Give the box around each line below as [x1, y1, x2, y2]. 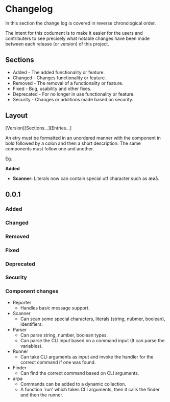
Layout [5, 111, 28, 120]
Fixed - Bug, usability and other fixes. [12, 85, 92, 92]
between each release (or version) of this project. [5, 40, 110, 47]
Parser [12, 326, 27, 332]
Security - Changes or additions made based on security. [12, 96, 134, 102]
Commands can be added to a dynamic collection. [20, 381, 127, 387]
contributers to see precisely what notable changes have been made [5, 35, 150, 41]
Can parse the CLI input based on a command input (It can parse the [20, 337, 165, 343]
